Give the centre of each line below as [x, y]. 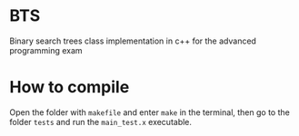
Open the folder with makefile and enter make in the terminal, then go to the [150, 112]
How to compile [70, 87]
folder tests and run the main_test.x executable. [101, 121]
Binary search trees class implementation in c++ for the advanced [133, 41]
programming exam [46, 50]
